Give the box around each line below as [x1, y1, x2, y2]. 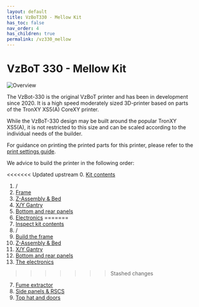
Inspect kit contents [15, 220, 64, 227]
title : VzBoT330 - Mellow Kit [7, 14, 82, 20]
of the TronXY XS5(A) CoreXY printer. [7, 105, 99, 113]
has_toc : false [7, 20, 45, 26]
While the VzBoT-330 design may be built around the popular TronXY [7, 117, 177, 124]
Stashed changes [110, 270, 154, 277]
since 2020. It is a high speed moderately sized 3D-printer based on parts [7, 99, 188, 106]
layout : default [7, 8, 47, 15]
